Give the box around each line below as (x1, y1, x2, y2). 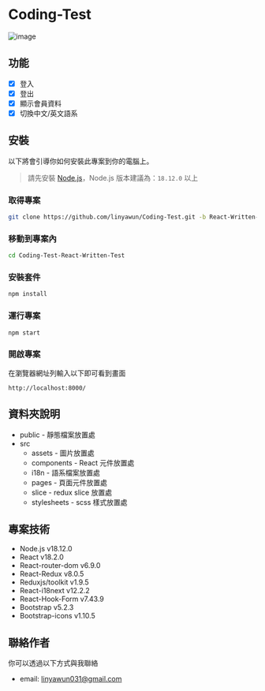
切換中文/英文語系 (19, 108, 78, 118)
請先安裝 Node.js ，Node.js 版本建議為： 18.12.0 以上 (27, 173, 199, 182)
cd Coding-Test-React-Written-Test (8, 252, 125, 260)
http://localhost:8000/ (8, 384, 87, 392)
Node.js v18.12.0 (19, 544, 73, 554)
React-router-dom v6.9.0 (19, 561, 101, 570)
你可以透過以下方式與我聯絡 (8, 659, 99, 668)
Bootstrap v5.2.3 (19, 603, 74, 612)
